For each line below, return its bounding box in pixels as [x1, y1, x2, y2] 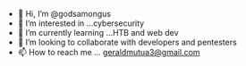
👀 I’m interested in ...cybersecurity [17, 18, 145, 29]
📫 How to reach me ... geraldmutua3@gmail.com [17, 47, 200, 57]
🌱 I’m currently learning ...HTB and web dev [17, 28, 179, 37]
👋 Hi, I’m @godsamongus [17, 9, 112, 19]
